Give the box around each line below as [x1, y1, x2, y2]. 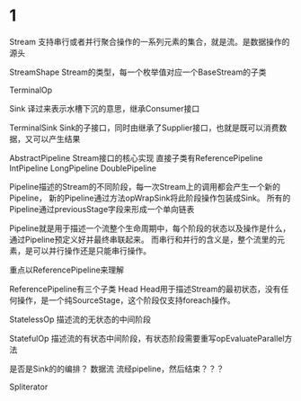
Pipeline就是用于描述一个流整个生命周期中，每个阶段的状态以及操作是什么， [9, 222, 291, 234]
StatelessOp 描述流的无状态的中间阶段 [9, 314, 151, 325]
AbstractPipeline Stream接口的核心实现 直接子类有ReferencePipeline [9, 152, 263, 163]
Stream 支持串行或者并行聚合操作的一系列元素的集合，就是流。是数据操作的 [9, 36, 290, 47]
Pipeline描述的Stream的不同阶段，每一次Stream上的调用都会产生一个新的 [9, 181, 281, 192]
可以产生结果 [32, 133, 81, 144]
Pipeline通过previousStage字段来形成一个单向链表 [9, 203, 195, 214]
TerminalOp [9, 85, 53, 95]
